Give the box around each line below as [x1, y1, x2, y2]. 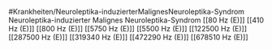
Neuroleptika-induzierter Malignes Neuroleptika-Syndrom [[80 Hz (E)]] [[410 [8, 15, 265, 25]
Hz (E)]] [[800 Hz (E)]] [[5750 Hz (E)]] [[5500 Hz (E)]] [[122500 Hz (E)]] [8, 24, 248, 33]
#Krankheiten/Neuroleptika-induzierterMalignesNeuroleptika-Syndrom [8, 7, 245, 16]
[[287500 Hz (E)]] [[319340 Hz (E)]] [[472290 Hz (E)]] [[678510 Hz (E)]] [8, 32, 249, 42]
